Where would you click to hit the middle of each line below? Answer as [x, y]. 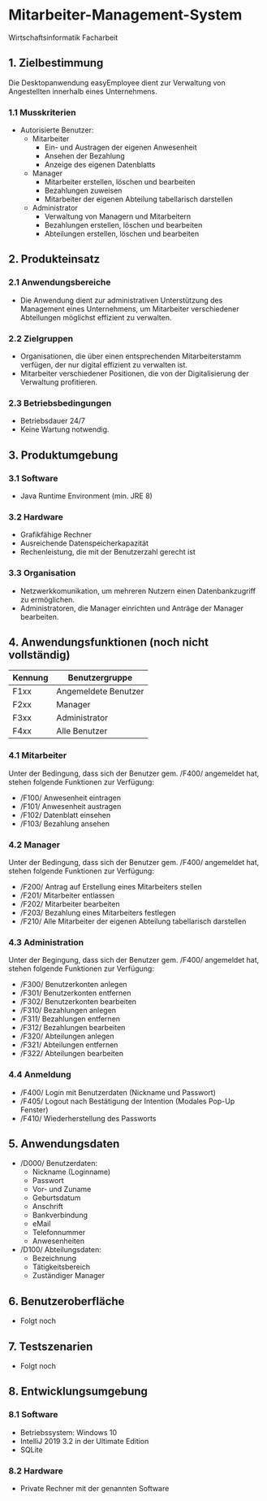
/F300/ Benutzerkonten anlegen [73, 985]
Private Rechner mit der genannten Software [95, 1489]
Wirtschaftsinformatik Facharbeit [63, 37]
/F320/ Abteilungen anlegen [67, 1036]
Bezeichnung [54, 1259]
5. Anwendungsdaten [64, 1144]
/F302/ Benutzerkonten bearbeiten [78, 1002]
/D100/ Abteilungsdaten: [60, 1250]
